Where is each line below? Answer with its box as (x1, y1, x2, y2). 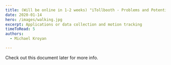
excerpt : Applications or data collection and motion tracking (5, 21, 142, 27)
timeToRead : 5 (5, 27, 36, 32)
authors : (5, 31, 24, 36)
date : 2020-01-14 (5, 12, 42, 17)
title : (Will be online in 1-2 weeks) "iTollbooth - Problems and (5, 7, 149, 13)
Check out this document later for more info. (5, 54, 98, 60)
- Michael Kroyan (10, 36, 47, 41)
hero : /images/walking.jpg (5, 17, 63, 22)
